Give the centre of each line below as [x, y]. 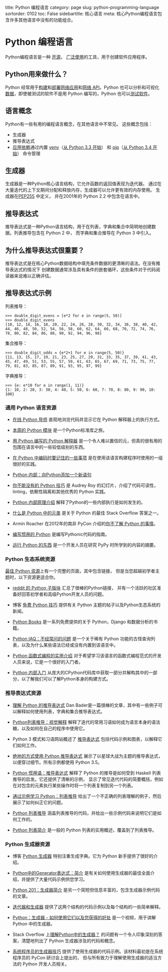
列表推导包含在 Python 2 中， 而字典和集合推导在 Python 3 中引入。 [84, 233]
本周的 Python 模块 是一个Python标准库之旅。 [60, 430]
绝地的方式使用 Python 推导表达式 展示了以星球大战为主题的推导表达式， [88, 756]
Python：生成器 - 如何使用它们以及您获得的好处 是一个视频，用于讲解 [84, 918]
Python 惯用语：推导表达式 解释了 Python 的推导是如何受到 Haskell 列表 [87, 773]
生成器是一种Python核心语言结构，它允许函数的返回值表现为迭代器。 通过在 [83, 184]
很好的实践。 [26, 464]
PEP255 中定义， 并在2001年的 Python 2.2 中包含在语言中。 [80, 196]
